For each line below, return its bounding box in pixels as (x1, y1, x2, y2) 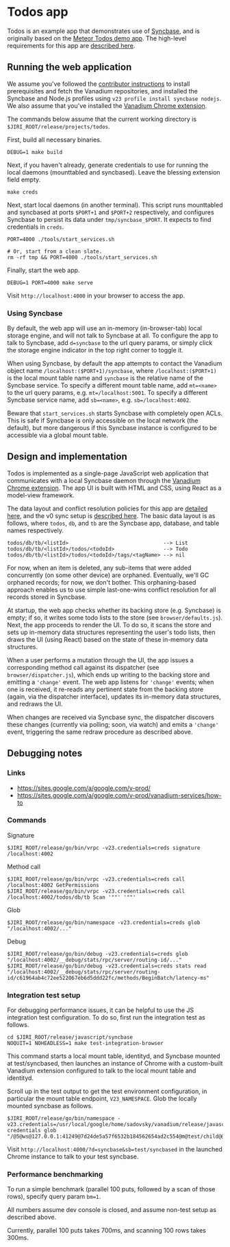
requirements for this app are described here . (7, 41, 136, 49)
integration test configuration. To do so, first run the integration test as (7, 1013, 205, 1022)
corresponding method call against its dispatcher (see (7, 663, 159, 671)
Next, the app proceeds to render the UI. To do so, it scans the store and (7, 620, 212, 629)
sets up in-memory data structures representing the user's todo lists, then (7, 628, 216, 636)
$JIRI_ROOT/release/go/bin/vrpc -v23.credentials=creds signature (7, 844, 201, 851)
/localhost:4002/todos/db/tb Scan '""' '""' (7, 894, 136, 901)
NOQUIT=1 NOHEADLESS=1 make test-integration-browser (7, 1040, 164, 1047)
